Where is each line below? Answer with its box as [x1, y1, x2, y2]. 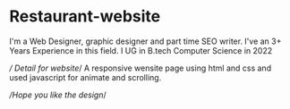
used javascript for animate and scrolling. [9, 71, 162, 82]
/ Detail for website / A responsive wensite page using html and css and [9, 63, 271, 73]
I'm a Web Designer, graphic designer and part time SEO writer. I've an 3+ [9, 36, 282, 46]
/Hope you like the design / [9, 89, 107, 100]
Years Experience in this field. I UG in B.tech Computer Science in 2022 [9, 45, 273, 55]
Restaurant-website [9, 6, 161, 27]
